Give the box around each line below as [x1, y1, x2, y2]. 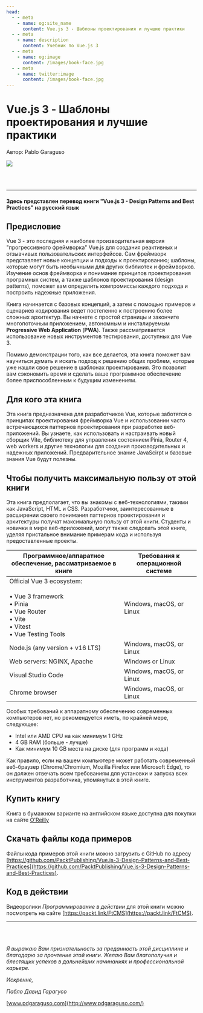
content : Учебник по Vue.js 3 [22, 43, 98, 49]
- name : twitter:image [17, 71, 74, 77]
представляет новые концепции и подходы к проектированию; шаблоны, [6, 257, 196, 264]
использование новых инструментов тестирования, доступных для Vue [6, 333, 192, 340]
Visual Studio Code [9, 671, 63, 679]
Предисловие [6, 222, 61, 232]
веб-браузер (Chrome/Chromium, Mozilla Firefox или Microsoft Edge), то [6, 763, 190, 771]
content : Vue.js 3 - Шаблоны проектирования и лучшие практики [22, 25, 185, 32]
